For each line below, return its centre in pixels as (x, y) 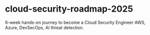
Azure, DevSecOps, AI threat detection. (45, 27)
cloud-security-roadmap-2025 (69, 9)
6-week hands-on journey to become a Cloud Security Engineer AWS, (75, 22)
